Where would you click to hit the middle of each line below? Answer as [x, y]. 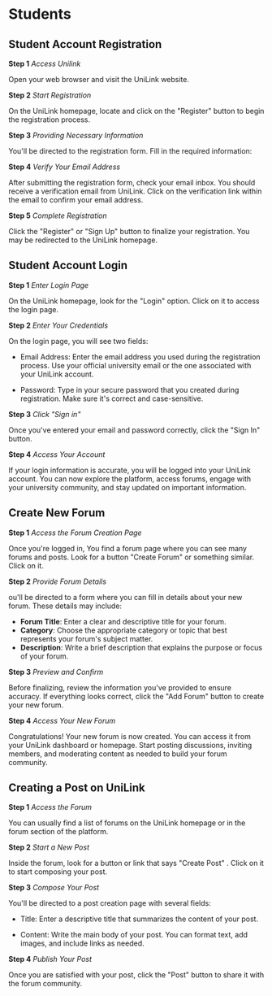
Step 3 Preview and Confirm [56, 672]
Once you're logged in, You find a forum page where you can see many [128, 548]
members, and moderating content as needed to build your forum [118, 754]
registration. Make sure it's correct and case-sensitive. [112, 398]
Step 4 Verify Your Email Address [64, 167]
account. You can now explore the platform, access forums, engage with [130, 478]
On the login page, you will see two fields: [78, 341]
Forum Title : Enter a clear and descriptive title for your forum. [123, 621]
